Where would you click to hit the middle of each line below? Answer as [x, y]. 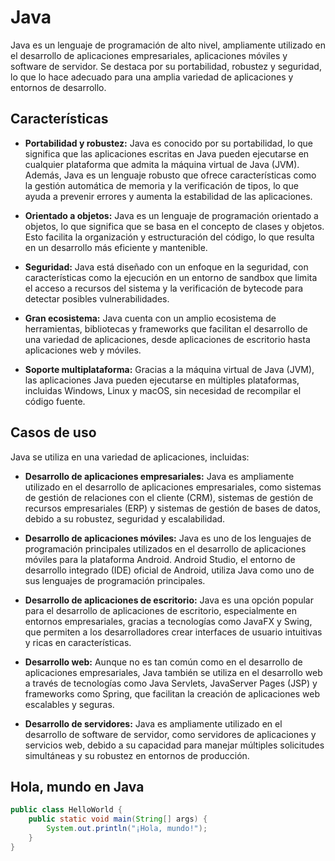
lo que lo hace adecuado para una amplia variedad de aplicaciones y [152, 77]
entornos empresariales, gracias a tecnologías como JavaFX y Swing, [168, 621]
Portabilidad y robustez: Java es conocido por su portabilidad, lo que [168, 143]
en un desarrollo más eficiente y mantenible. [116, 247]
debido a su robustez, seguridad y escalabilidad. [125, 518]
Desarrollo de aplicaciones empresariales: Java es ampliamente [159, 476]
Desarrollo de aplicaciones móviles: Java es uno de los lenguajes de [168, 538]
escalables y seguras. [69, 704]
